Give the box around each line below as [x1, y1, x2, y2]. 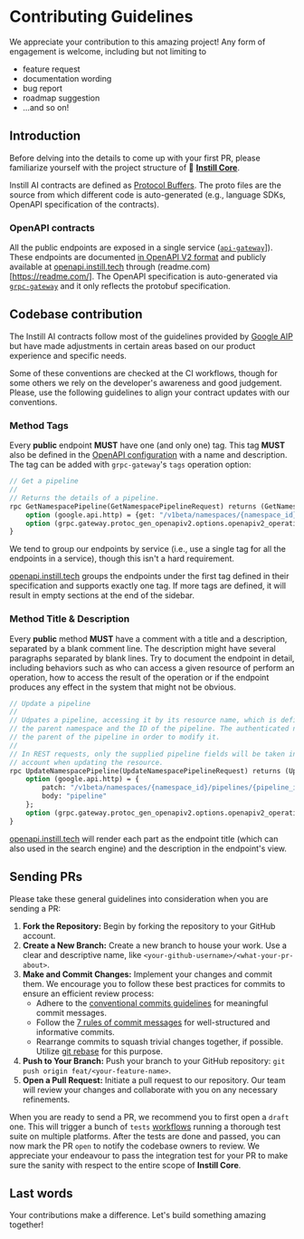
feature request [22, 63, 81, 74]
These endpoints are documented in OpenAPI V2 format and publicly [9, 252, 267, 263]
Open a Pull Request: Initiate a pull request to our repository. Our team [22, 1074, 287, 1085]
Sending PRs [9, 869, 83, 885]
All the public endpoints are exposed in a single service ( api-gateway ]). [9, 242, 273, 253]
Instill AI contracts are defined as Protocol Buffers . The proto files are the [9, 179, 282, 190]
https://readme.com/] [12, 271, 92, 282]
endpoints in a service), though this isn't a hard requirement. [9, 553, 235, 564]
